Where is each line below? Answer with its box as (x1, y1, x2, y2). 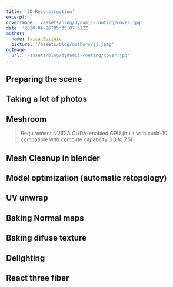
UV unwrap (6, 193, 48, 203)
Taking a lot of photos (6, 94, 87, 104)
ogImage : (6, 47, 28, 53)
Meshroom (6, 114, 47, 124)
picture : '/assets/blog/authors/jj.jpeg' (11, 42, 115, 48)
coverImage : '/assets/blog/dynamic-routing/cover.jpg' (6, 19, 144, 25)
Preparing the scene (6, 74, 82, 84)
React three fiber (6, 273, 69, 283)
